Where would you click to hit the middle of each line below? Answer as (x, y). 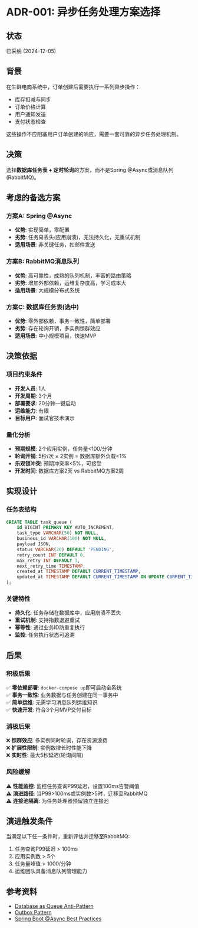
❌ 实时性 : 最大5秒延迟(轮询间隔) (45, 755)
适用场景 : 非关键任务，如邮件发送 (55, 245)
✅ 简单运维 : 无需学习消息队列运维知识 (52, 702)
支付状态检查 (30, 121)
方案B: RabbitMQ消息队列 (43, 262)
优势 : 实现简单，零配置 (42, 230)
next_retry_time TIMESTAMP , (51, 566)
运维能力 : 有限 (32, 411)
